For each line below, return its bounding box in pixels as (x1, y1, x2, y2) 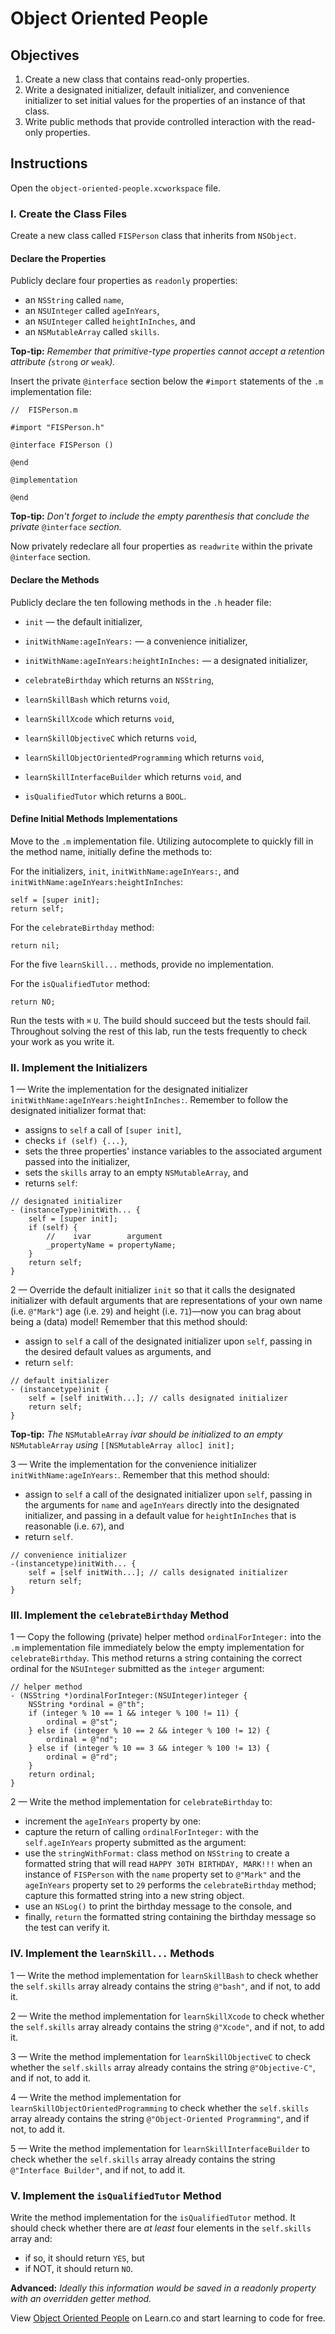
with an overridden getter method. (10, 2292, 152, 2304)
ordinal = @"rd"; (46, 1752, 118, 1762)
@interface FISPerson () (10, 440, 114, 451)
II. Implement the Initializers (10, 1060, 148, 1074)
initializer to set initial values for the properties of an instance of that (24, 95, 306, 106)
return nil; (10, 940, 60, 951)
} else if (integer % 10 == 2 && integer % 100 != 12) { (28, 1726, 271, 1736)
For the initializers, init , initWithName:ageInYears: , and (10, 865, 240, 877)
